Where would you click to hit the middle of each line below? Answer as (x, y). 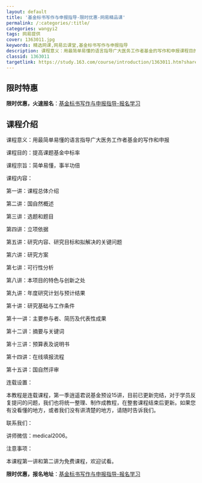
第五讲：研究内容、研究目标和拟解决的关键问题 (64, 242)
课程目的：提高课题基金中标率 (43, 153)
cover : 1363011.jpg (31, 40)
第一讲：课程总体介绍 (32, 191)
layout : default (26, 12)
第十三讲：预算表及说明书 (38, 344)
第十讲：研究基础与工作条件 (41, 306)
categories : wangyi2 (32, 29)
